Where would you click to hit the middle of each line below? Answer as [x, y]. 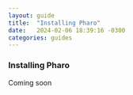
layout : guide [32, 15]
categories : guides [40, 38]
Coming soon [30, 82]
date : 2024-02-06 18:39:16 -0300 [67, 30]
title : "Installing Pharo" [55, 23]
